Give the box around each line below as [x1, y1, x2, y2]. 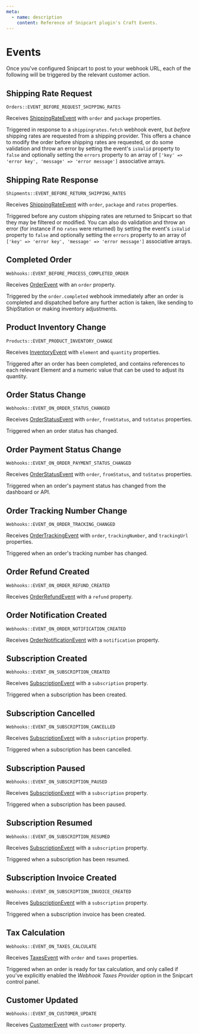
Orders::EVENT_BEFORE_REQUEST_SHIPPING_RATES [6, 104, 121, 110]
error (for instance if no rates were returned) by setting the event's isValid [6, 225, 190, 232]
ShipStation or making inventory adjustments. [6, 305, 118, 312]
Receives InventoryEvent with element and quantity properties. [6, 348, 160, 356]
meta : [6, 8, 20, 15]
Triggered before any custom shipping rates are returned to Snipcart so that [6, 212, 192, 220]
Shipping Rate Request [6, 88, 93, 99]
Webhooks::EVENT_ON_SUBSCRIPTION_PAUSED [6, 779, 108, 785]
